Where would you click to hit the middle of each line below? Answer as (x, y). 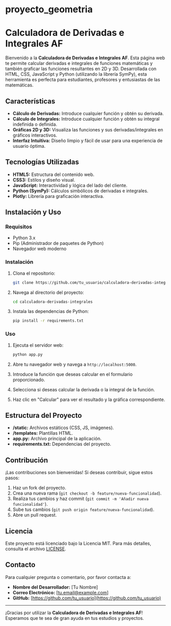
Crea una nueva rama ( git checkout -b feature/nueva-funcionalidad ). (87, 493)
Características (30, 101)
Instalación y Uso (33, 213)
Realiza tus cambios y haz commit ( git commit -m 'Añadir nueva (81, 499)
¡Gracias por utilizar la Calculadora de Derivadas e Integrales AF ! (74, 613)
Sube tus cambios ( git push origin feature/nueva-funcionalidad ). (83, 509)
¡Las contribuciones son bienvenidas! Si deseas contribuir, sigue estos (79, 473)
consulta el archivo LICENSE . (36, 549)
